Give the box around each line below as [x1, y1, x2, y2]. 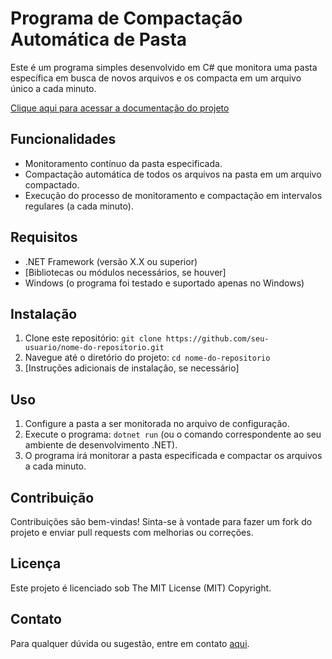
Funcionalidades [10, 131, 117, 148]
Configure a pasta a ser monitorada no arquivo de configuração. [24, 418, 290, 430]
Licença [10, 555, 62, 572]
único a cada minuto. [10, 82, 97, 94]
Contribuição [10, 489, 95, 506]
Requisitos [10, 229, 78, 246]
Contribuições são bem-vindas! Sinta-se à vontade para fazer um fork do [10, 516, 313, 527]
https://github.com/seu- [165, 334, 270, 344]
